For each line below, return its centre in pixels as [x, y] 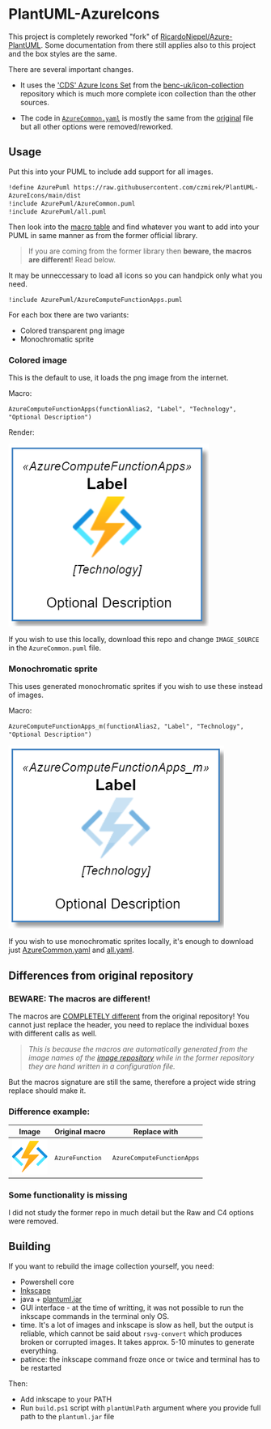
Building [30, 1246]
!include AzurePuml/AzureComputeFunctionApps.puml [95, 300]
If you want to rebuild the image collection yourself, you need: [111, 1266]
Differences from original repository [101, 975]
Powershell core [47, 1282]
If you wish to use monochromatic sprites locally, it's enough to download [131, 942]
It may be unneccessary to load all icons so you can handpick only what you [135, 275]
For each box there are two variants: [69, 315]
